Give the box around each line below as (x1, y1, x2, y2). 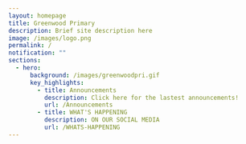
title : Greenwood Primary (8, 19, 95, 27)
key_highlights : (29, 78, 84, 86)
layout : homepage (8, 11, 67, 20)
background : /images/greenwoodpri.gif (29, 71, 160, 79)
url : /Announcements (43, 101, 113, 109)
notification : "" (8, 49, 67, 57)
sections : (8, 57, 42, 65)
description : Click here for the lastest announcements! (43, 94, 240, 102)
